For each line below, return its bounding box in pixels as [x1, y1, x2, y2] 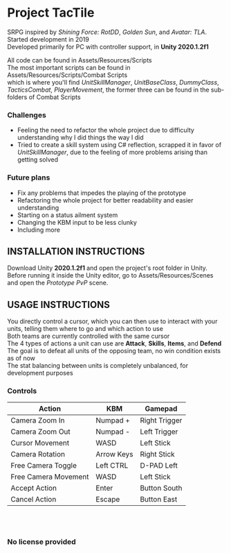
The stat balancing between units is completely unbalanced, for [7, 361, 189, 370]
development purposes [7, 369, 74, 377]
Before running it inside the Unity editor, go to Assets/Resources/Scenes [7, 271, 214, 280]
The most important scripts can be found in [7, 63, 131, 71]
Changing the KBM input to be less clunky [17, 218, 137, 226]
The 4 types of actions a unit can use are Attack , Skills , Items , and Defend [7, 339, 222, 348]
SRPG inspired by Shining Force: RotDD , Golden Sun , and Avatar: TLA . [7, 28, 207, 36]
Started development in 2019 [7, 35, 90, 43]
